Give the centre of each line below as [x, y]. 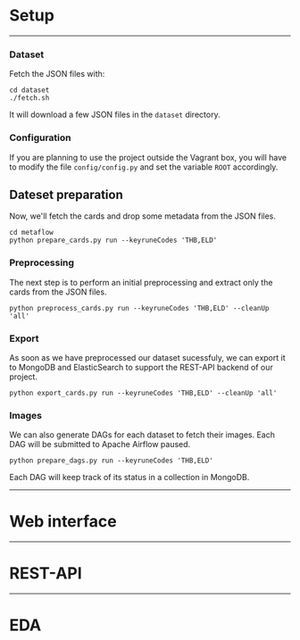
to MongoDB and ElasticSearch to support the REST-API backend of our [142, 367]
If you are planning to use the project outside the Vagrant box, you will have [148, 157]
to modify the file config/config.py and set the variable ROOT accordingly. [144, 167]
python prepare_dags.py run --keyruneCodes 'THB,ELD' [112, 461]
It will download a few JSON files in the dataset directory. [115, 115]
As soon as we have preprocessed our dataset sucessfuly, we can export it [147, 357]
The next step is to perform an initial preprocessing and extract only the [141, 282]
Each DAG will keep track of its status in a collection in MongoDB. [129, 478]
